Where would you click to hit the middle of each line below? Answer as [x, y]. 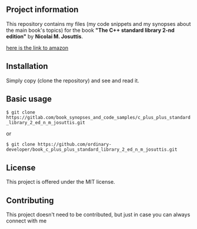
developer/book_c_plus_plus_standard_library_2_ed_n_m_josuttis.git [92, 150]
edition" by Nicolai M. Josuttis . [45, 36]
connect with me [26, 221]
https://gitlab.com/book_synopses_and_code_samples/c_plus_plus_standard [98, 118]
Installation [27, 66]
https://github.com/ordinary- [74, 145]
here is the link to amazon [37, 48]
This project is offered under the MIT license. [61, 182]
